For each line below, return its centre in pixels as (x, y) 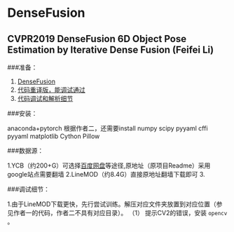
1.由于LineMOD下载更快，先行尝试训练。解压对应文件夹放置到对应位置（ (112, 204)
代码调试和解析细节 (45, 98)
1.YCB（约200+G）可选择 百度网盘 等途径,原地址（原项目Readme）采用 (109, 165)
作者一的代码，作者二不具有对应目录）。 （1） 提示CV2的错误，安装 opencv (120, 213)
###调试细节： (29, 189)
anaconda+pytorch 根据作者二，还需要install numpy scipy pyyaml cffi (108, 128)
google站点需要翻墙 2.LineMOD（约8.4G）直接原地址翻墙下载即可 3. (106, 174)
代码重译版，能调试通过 (51, 90)
